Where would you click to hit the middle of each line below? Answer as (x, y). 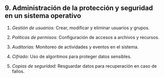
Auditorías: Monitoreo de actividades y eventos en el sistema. (75, 47)
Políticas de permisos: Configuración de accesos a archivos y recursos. (85, 37)
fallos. (18, 71)
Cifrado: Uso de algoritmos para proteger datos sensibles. (72, 56)
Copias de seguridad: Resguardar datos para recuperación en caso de (84, 66)
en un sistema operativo (43, 16)
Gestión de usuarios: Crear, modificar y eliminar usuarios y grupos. (81, 28)
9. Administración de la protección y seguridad (79, 8)
